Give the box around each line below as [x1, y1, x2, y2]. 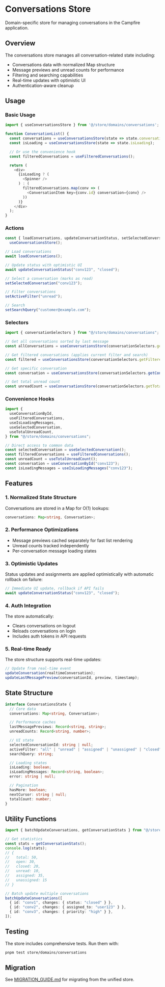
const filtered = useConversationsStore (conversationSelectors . [5, 357, 139, 362]
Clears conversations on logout [12, 623, 76, 629]
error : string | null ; [9, 774, 56, 779]
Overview [5, 39, 36, 48]
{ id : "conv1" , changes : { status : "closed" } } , [9, 900, 113, 905]
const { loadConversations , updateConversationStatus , [5, 236, 120, 241]
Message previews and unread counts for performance [12, 67, 124, 73]
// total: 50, [5, 855, 38, 860]
